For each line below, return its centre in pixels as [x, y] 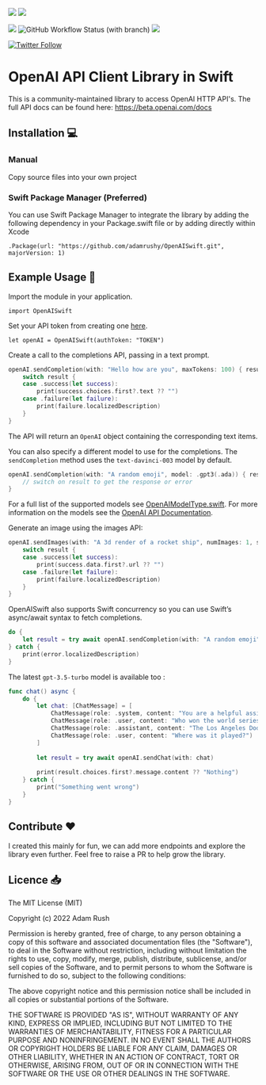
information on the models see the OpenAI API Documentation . [111, 513]
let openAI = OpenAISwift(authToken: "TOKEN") [86, 340]
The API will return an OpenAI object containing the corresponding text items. [133, 436]
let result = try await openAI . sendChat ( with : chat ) [125, 758]
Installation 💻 [43, 134]
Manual [23, 160]
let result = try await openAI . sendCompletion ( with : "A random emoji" [141, 640]
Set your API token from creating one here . [78, 326]
